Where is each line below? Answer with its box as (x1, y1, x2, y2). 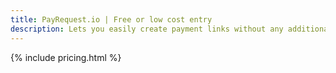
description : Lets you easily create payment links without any (10, 24, 284, 34)
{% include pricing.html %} (10, 51, 122, 63)
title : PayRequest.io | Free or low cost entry (10, 14, 213, 25)
